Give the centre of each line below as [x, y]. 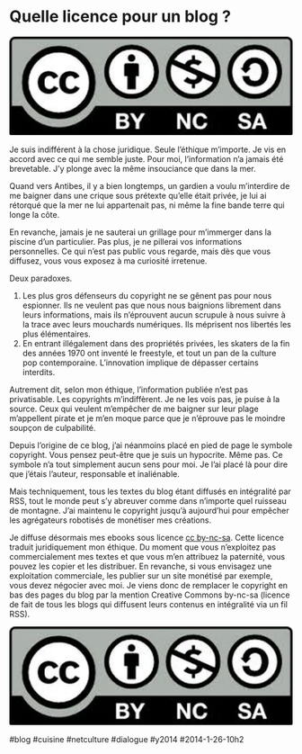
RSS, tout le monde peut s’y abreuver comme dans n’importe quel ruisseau [148, 501]
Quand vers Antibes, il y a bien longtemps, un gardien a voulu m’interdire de [150, 186]
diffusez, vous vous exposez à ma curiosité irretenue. [108, 261]
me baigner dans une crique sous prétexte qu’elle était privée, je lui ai [138, 196]
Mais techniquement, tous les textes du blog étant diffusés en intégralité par [151, 491]
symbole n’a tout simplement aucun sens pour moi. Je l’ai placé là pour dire [149, 464]
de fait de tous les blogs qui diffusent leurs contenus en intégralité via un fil [149, 605]
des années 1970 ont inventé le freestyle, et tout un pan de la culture [149, 354]
